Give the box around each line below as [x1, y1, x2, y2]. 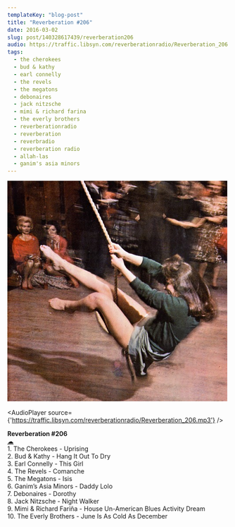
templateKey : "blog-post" [7, 11, 83, 18]
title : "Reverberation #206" [7, 18, 93, 26]
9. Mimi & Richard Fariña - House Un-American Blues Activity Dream [7, 504, 205, 513]
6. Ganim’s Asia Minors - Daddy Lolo [7, 482, 113, 490]
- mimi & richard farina [13, 108, 87, 116]
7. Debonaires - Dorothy [7, 490, 77, 498]
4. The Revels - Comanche [7, 467, 84, 475]
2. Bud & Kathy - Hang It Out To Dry [7, 452, 111, 461]
